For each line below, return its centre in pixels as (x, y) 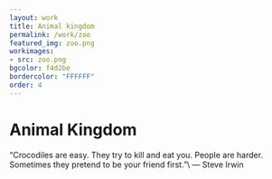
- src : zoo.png (38, 60)
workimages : (32, 52)
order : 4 (26, 85)
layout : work (34, 18)
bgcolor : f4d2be (40, 69)
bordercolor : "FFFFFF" (52, 77)
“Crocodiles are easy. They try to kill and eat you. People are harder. (136, 155)
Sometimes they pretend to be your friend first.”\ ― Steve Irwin (127, 165)
